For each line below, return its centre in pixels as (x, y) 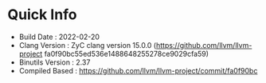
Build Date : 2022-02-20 (59, 37)
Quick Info (42, 15)
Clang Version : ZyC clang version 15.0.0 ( (88, 45)
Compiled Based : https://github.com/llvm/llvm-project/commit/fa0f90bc (138, 70)
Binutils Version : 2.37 (55, 62)
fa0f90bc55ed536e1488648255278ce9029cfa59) (126, 53)
